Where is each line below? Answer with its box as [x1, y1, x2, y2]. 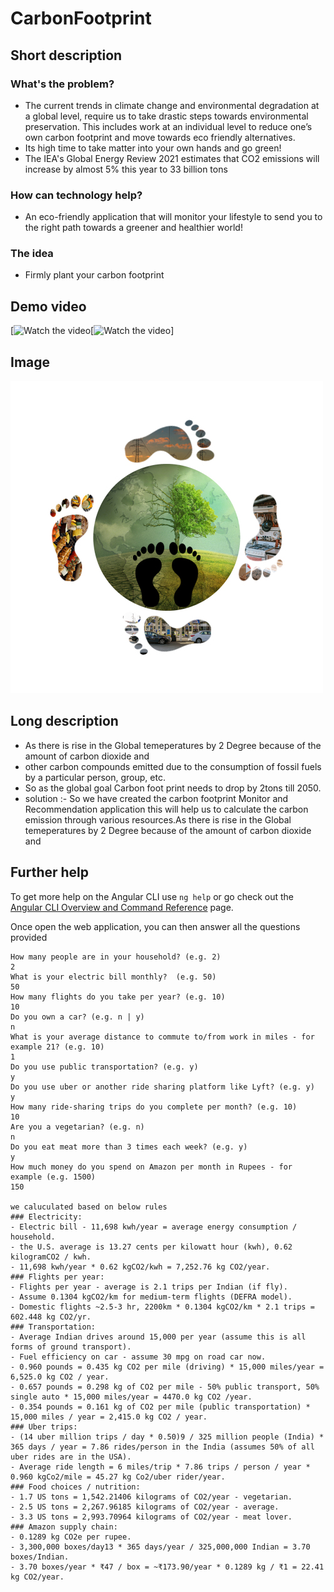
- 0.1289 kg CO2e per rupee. [10, 1532, 132, 1542]
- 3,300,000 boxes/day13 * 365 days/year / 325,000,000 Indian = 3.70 [10, 1542, 311, 1552]
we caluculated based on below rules [10, 1202, 168, 1212]
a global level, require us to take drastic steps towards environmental [24, 110, 309, 122]
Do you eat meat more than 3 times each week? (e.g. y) [10, 1142, 248, 1152]
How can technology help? [10, 188, 143, 202]
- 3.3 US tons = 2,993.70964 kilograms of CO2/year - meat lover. [10, 1512, 293, 1522]
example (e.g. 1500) [10, 1172, 97, 1182]
